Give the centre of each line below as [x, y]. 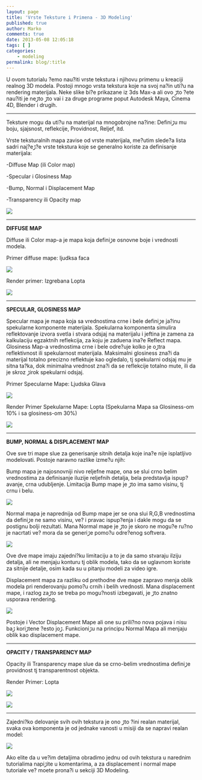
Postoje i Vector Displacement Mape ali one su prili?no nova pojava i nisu [96, 622]
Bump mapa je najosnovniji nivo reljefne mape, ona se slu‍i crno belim [92, 471]
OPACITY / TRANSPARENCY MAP [49, 652]
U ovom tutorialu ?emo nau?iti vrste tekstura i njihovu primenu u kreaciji [95, 79]
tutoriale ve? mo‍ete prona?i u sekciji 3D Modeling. [68, 770]
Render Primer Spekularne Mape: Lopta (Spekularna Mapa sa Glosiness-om [100, 407]
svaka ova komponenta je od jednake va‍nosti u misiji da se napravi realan [97, 728]
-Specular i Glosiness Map [39, 176]
